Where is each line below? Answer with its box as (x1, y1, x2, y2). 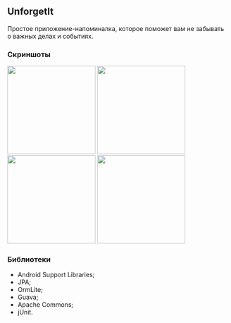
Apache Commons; (17, 300, 74, 309)
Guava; (17, 293, 39, 302)
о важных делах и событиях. (7, 32, 94, 40)
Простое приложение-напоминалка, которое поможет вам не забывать (7, 24, 225, 32)
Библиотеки (7, 255, 51, 264)
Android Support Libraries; (17, 271, 95, 279)
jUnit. (17, 308, 33, 317)
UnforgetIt (7, 6, 54, 18)
